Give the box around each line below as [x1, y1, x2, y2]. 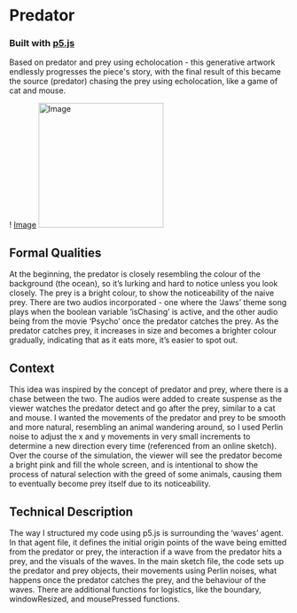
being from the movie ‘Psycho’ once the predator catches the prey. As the [9, 316, 279, 326]
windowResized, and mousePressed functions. [9, 593, 180, 604]
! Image [9, 219, 37, 231]
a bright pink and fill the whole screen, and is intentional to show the [9, 460, 259, 470]
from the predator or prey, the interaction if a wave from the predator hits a [9, 546, 282, 557]
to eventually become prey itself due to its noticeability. [9, 478, 211, 489]
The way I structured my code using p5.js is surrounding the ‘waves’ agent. [9, 527, 284, 538]
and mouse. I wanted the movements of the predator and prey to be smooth [9, 413, 286, 423]
